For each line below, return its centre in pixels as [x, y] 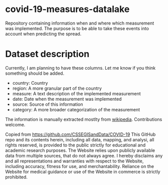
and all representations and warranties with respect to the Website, [74, 161]
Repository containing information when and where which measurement [80, 23]
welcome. [15, 124]
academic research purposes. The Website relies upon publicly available [80, 150]
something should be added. [35, 73]
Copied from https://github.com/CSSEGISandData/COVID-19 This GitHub [80, 134]
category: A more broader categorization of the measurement [76, 109]
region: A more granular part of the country [57, 88]
